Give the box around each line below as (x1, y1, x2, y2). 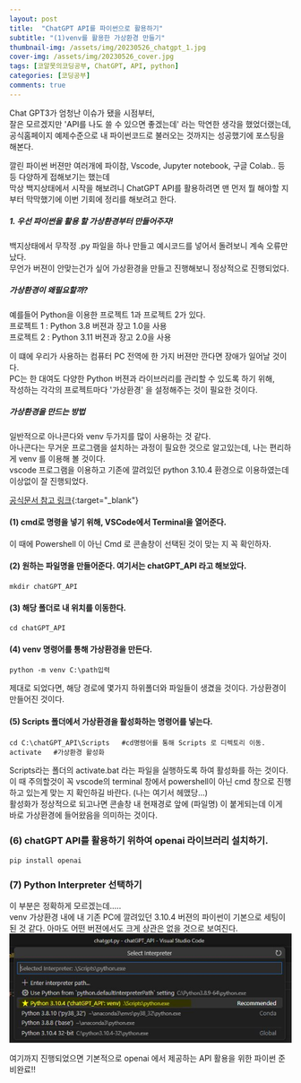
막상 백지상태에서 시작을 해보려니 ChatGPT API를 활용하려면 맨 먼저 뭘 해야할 (9, 182, 279, 193)
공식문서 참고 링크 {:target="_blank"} (9, 494, 139, 506)
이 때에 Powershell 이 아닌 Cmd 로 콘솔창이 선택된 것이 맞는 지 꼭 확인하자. (9, 538, 271, 549)
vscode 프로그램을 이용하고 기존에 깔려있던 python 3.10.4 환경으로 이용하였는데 (9, 464, 289, 475)
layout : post (9, 14, 58, 23)
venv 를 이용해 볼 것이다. (18, 453, 106, 464)
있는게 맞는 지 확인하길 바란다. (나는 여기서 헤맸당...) (25, 787, 209, 798)
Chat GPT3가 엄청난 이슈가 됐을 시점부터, (9, 108, 155, 118)
